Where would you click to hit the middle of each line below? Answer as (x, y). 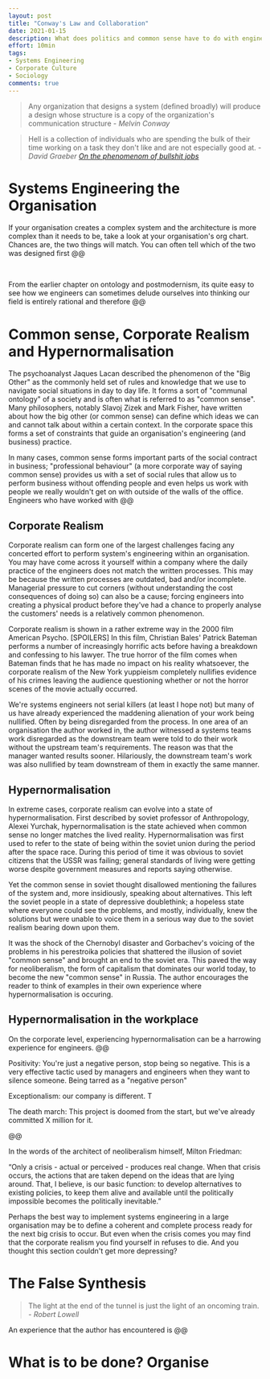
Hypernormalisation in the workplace (104, 1020)
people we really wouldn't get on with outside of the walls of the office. (126, 492)
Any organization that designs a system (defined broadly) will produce (144, 106)
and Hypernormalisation (91, 351)
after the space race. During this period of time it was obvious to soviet (126, 852)
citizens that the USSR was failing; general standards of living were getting (132, 861)
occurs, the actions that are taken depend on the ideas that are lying (121, 1175)
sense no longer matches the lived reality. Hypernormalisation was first (126, 835)
